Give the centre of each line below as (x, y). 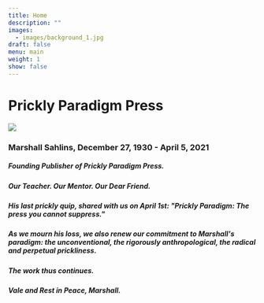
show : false (28, 67)
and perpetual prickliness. (52, 251)
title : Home (28, 15)
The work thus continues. (51, 270)
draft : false (30, 45)
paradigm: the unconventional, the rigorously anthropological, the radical (132, 242)
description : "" (35, 23)
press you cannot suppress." (57, 214)
